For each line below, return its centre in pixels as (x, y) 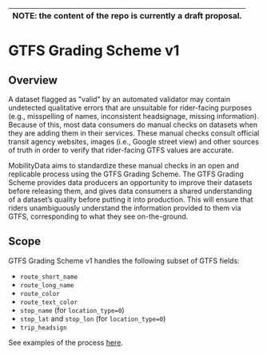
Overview (33, 80)
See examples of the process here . (66, 342)
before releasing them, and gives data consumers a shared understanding (130, 191)
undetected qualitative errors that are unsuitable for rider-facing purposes (130, 108)
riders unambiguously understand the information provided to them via (125, 208)
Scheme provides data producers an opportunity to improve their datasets (130, 182)
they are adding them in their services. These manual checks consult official (134, 133)
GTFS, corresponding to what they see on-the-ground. (98, 216)
